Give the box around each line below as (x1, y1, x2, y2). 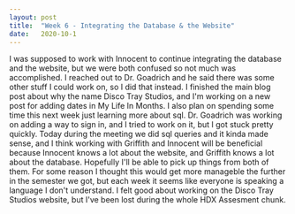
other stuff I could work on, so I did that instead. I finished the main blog (9, 81, 271, 93)
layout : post (9, 12, 57, 22)
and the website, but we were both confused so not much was (9, 63, 237, 73)
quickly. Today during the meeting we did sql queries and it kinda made (9, 129, 269, 140)
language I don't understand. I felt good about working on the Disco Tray (9, 185, 274, 195)
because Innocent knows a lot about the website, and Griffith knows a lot (9, 148, 275, 158)
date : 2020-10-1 (9, 29, 77, 38)
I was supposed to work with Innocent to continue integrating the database (9, 54, 283, 65)
